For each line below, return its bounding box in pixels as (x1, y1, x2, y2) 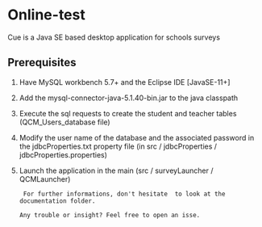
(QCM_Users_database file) (19, 117, 110, 127)
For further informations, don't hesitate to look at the (23, 190, 226, 198)
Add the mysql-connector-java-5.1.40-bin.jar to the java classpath (19, 93, 239, 103)
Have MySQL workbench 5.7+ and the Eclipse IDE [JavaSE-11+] (19, 77, 231, 86)
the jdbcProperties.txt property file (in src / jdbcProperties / (19, 141, 218, 151)
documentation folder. (19, 196, 96, 205)
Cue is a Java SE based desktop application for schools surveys (7, 32, 221, 42)
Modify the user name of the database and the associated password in (19, 132, 255, 142)
